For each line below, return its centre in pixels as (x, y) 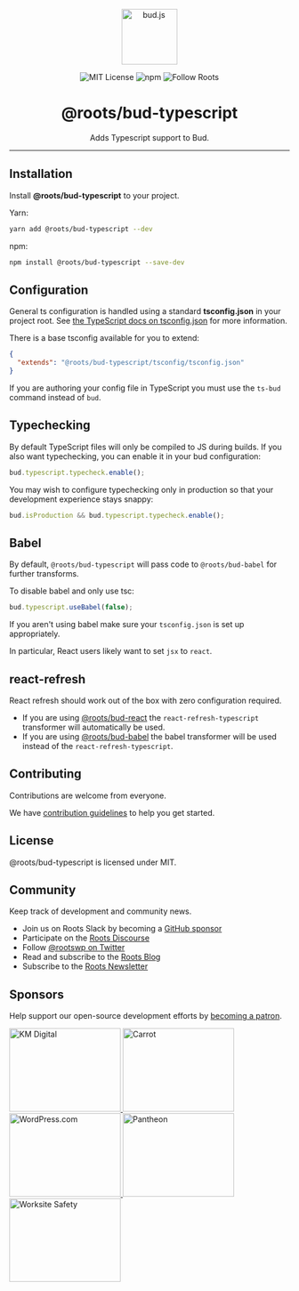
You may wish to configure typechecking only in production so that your (141, 489)
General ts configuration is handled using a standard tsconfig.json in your (145, 311)
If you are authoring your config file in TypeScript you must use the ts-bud (145, 388)
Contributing (45, 774)
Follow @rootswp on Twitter (73, 948)
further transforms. (44, 574)
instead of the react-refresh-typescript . (97, 746)
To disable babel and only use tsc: (72, 591)
